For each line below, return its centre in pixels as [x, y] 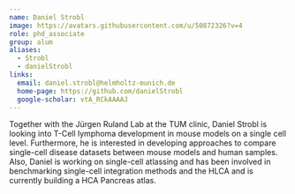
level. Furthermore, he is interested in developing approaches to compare [143, 143]
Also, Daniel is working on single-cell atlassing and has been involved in [140, 162]
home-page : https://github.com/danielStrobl [100, 91]
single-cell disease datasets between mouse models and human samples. [144, 153]
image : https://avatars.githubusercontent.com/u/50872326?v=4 [126, 26]
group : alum [31, 42]
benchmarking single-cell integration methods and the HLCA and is [131, 171]
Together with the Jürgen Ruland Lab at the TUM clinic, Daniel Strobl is [138, 124]
